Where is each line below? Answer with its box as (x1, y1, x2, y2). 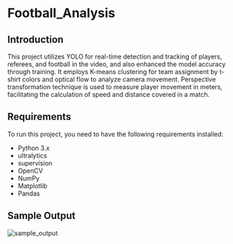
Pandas (17, 189, 41, 198)
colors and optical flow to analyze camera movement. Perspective (22, 75, 216, 83)
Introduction (7, 34, 64, 46)
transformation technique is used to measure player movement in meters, (7, 83, 223, 91)
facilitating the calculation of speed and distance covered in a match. (7, 91, 210, 98)
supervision (17, 158, 53, 167)
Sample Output (7, 210, 76, 222)
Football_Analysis (7, 5, 115, 21)
